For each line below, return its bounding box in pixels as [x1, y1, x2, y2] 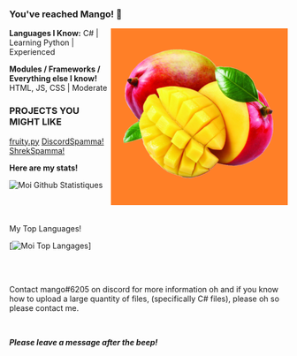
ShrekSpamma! [9, 145, 65, 155]
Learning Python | [9, 37, 75, 48]
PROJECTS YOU [9, 105, 80, 117]
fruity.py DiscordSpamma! [9, 136, 104, 147]
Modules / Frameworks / [9, 64, 101, 74]
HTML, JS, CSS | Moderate [9, 83, 108, 94]
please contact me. [9, 302, 80, 313]
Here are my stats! [9, 163, 78, 173]
